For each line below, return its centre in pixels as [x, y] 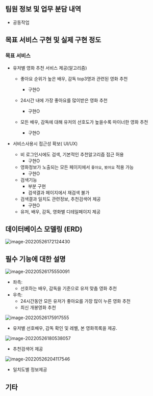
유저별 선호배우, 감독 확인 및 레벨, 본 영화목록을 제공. [65, 328]
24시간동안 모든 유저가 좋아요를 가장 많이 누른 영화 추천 [75, 301]
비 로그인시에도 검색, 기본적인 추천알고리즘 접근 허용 [72, 154]
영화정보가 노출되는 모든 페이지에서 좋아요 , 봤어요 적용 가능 [77, 167]
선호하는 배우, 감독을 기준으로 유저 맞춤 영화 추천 [69, 289]
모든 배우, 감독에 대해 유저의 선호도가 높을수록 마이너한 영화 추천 [84, 122]
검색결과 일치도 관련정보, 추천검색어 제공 [60, 199]
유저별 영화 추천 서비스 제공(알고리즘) [50, 68]
